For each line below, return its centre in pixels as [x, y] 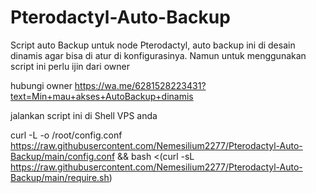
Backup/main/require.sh [60, 177]
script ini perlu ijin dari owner [70, 66]
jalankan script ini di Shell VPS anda [84, 115]
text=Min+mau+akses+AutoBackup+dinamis [102, 96]
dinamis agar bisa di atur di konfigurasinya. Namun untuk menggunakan [158, 55]
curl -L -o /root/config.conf [66, 135]
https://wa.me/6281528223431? [140, 85]
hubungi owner [41, 85]
